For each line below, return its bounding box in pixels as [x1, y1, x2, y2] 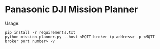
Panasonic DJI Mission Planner [5, 4, 138, 15]
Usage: [5, 20, 20, 26]
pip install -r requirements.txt [5, 30, 76, 35]
